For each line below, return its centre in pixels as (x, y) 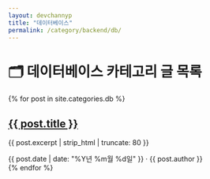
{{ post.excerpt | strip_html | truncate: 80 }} (79, 143)
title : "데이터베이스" (41, 23)
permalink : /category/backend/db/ (65, 30)
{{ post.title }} (43, 123)
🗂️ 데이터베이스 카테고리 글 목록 (105, 71)
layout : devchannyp (40, 15)
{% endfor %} (31, 168)
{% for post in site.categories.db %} (67, 99)
